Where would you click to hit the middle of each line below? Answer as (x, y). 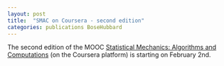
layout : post (27, 14)
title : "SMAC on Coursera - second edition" (76, 21)
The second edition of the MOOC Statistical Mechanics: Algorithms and (112, 48)
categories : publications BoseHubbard (65, 27)
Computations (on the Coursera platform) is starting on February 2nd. (109, 55)
